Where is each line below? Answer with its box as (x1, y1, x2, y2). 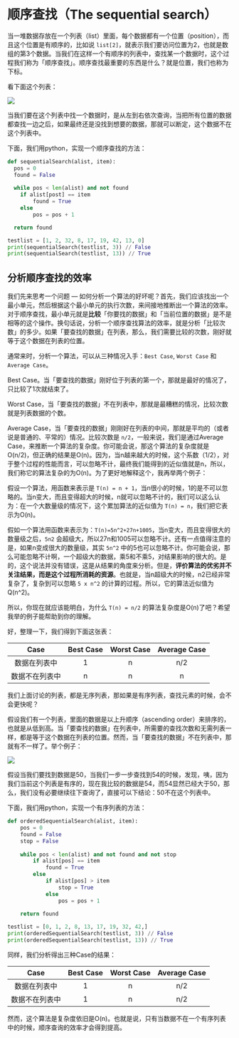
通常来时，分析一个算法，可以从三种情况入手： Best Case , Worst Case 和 (7, 352, 217, 360)
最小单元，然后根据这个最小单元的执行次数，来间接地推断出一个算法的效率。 (7, 301, 232, 310)
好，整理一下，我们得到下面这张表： (7, 627, 114, 636)
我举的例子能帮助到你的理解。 (7, 612, 95, 621)
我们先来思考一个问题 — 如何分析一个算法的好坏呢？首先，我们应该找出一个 (7, 292, 229, 300)
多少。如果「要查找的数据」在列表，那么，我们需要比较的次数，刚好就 (26, 327, 232, 336)
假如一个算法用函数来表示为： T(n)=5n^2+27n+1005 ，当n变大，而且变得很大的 (7, 526, 231, 534)
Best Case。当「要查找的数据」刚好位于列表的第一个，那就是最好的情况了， (7, 376, 230, 385)
